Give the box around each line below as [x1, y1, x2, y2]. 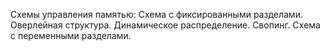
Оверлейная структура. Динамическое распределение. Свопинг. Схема [10, 19, 321, 31]
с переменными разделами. [10, 30, 132, 41]
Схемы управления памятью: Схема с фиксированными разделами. [10, 9, 303, 20]
